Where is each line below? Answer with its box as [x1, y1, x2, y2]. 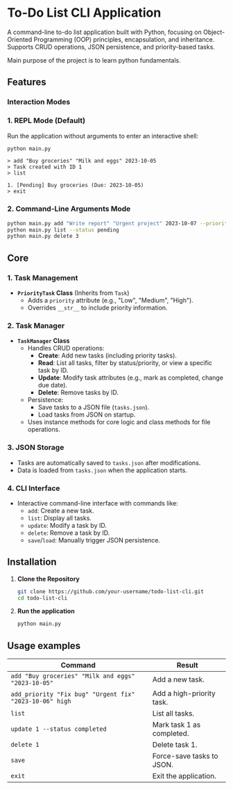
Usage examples [7, 640, 81, 652]
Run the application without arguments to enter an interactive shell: [7, 131, 199, 140]
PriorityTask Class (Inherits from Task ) [17, 289, 130, 297]
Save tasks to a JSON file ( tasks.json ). [37, 403, 150, 412]
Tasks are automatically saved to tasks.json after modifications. [17, 458, 201, 467]
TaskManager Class [17, 337, 70, 345]
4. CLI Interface [7, 483, 60, 493]
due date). [37, 381, 68, 389]
